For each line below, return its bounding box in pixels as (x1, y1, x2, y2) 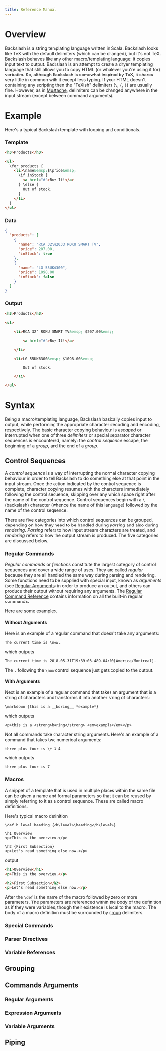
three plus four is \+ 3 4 (5, 746, 61, 751)
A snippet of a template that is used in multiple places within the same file (5, 787, 156, 793)
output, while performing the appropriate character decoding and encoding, (5, 421, 160, 427)
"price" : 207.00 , (18, 247, 55, 252)
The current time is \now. (5, 640, 61, 645)
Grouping (5, 964, 35, 973)
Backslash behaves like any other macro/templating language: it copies (5, 56, 151, 62)
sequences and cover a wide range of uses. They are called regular (5, 567, 143, 573)
